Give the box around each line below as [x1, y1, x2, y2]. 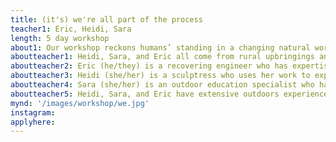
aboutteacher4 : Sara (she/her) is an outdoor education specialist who [10, 80, 315, 90]
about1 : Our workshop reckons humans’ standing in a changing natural [10, 42, 311, 53]
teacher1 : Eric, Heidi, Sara [10, 24, 132, 34]
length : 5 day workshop [10, 33, 110, 43]
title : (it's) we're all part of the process [10, 14, 203, 25]
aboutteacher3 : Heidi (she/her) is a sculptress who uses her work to [10, 71, 311, 81]
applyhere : [10, 117, 56, 127]
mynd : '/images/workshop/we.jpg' [10, 98, 150, 108]
